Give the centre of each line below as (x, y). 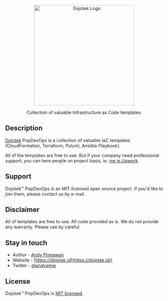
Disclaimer (22, 210)
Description (24, 128)
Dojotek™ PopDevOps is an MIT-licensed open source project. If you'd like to (84, 189)
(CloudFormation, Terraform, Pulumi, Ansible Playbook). (63, 145)
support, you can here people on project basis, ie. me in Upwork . (72, 161)
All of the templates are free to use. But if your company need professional (82, 155)
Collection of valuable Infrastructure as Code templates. (84, 112)
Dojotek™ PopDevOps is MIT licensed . (44, 293)
